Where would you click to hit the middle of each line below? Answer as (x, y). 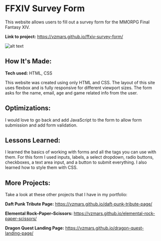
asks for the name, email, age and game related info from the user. (72, 93)
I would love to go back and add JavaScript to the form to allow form (73, 120)
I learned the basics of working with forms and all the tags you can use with (81, 152)
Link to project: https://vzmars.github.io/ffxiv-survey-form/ (64, 37)
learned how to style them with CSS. (41, 167)
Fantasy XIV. (17, 27)
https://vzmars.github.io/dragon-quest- (105, 228)
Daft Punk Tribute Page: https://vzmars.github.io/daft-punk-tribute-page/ (79, 204)
